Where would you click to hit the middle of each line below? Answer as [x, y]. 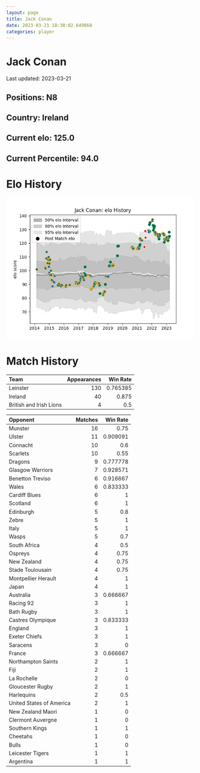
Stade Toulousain [30, 570]
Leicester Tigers [29, 753]
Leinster [19, 388]
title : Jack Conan [29, 19]
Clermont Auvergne [33, 720]
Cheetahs [21, 736]
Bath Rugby [23, 611]
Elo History [34, 184]
